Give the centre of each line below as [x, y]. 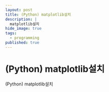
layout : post [19, 10]
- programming [24, 38]
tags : [11, 33]
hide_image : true [23, 29]
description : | [21, 19]
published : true [22, 43]
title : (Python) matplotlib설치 [38, 15]
